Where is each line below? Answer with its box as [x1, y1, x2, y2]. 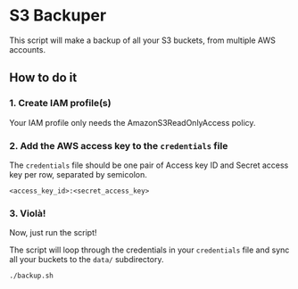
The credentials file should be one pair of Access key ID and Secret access [9, 160, 289, 170]
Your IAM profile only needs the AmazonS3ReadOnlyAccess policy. [9, 117, 256, 128]
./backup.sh [9, 271, 54, 281]
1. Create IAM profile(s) [9, 97, 112, 110]
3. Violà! [9, 207, 46, 219]
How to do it [9, 70, 78, 86]
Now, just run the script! [9, 227, 97, 238]
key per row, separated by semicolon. [9, 169, 147, 179]
